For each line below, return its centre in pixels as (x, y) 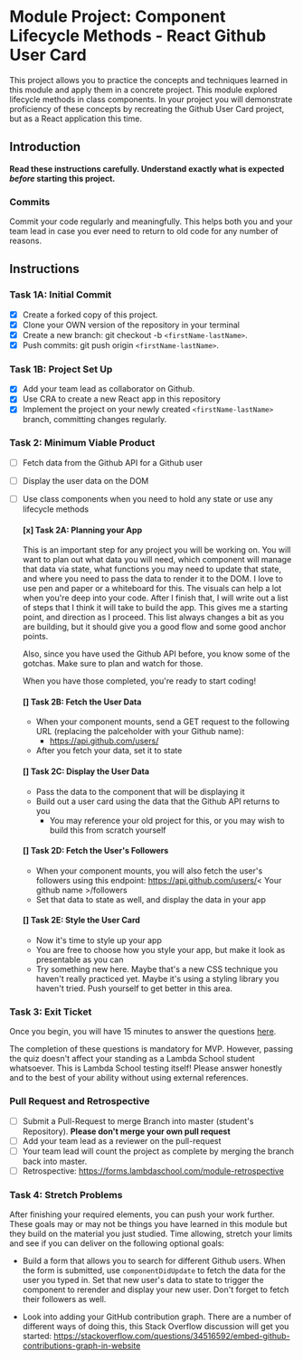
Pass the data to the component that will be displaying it (141, 791)
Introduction (45, 147)
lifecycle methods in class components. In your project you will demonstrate (151, 99)
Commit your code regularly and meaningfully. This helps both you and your (151, 222)
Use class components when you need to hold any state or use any (147, 498)
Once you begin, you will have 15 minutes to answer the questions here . (143, 1032)
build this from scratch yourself (108, 830)
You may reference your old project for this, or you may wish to (167, 820)
